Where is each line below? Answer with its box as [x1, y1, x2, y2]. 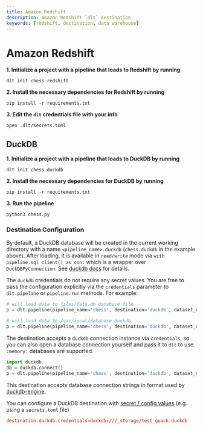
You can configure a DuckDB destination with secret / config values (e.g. [6, 399, 187, 406]
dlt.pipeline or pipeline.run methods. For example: [6, 289, 138, 297]
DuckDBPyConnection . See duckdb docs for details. [6, 265, 130, 273]
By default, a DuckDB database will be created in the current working [6, 239, 178, 246]
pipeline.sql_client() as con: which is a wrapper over [6, 259, 146, 266]
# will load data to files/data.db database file [6, 301, 134, 308]
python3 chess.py [6, 211, 50, 218]
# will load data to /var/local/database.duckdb [6, 318, 131, 324]
